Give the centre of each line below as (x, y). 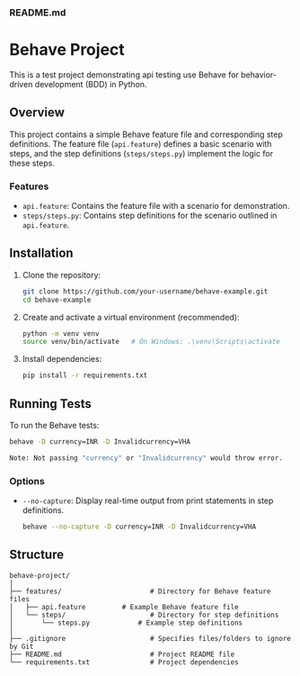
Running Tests (50, 404)
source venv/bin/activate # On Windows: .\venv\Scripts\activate (151, 342)
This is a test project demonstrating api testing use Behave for (124, 75)
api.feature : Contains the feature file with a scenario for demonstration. (156, 205)
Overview (37, 113)
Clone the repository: (62, 275)
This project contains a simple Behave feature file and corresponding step (146, 134)
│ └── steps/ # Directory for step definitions (144, 615)
